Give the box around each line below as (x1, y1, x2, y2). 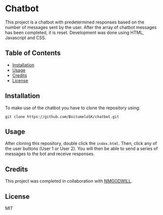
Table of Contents (5, 49, 61, 57)
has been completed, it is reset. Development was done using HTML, (5, 29, 144, 35)
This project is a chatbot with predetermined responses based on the (5, 19, 144, 25)
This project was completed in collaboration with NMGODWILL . (5, 178, 133, 184)
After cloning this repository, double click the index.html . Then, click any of (5, 141, 158, 146)
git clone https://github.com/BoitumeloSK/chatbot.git (5, 114, 119, 119)
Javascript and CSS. (5, 35, 47, 41)
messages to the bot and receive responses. (5, 151, 95, 157)
